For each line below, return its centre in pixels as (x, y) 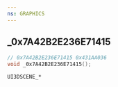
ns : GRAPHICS (26, 14)
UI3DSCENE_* (24, 77)
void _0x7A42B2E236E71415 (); (49, 64)
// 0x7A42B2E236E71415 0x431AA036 (57, 58)
